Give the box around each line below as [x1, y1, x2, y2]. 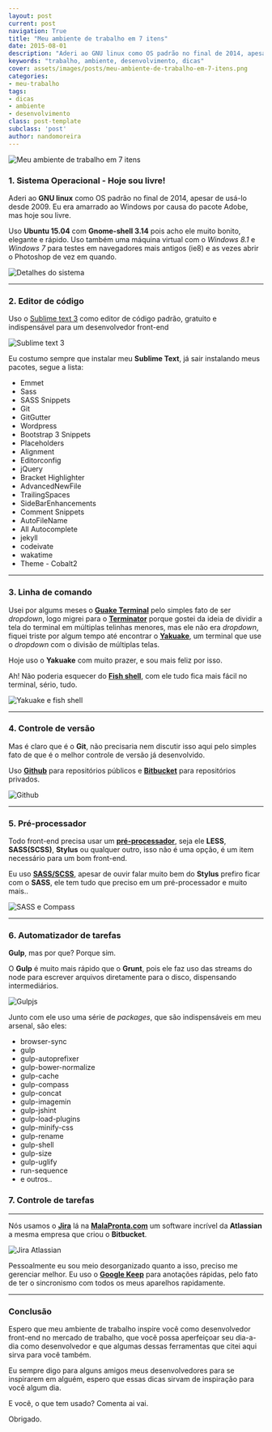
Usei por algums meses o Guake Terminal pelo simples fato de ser [8, 605, 232, 615]
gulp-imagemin [19, 1097, 71, 1106]
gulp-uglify [19, 1157, 57, 1167]
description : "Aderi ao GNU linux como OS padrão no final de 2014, [8, 49, 244, 58]
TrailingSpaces [19, 490, 70, 500]
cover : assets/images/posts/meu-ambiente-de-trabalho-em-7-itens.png [8, 65, 249, 73]
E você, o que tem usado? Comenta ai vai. [8, 1399, 149, 1408]
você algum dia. [8, 1383, 62, 1392]
